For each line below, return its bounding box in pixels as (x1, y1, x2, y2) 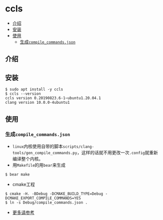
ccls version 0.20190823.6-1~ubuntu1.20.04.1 (5, 96, 101, 101)
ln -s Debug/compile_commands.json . (9, 200, 88, 205)
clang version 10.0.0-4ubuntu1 (5, 100, 70, 105)
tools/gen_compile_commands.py (12, 150, 78, 155)
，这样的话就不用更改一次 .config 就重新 (77, 149, 158, 155)
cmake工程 (12, 181, 35, 187)
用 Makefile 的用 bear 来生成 (12, 162, 66, 168)
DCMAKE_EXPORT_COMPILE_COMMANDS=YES (5, 196, 81, 201)
